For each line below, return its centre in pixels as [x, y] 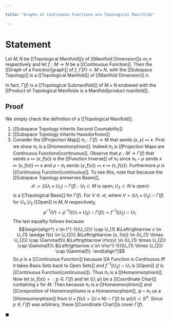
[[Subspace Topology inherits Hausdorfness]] [61, 135]
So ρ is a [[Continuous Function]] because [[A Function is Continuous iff [89, 259]
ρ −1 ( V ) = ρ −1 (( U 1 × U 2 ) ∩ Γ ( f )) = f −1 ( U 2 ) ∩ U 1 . [90, 212]
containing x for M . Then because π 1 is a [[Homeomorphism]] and [82, 285]
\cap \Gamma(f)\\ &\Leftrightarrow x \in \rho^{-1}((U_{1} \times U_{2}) [90, 246]
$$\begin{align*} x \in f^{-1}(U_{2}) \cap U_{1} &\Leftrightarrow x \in [90, 230]
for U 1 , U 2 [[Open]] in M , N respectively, [54, 202]
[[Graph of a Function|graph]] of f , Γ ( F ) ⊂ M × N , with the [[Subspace [79, 69]
